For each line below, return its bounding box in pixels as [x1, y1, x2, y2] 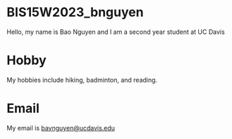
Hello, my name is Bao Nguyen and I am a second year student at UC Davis [6, 28, 225, 36]
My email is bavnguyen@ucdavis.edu [6, 123, 116, 132]
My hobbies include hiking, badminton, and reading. [6, 75, 158, 84]
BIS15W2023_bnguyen [6, 4, 144, 20]
